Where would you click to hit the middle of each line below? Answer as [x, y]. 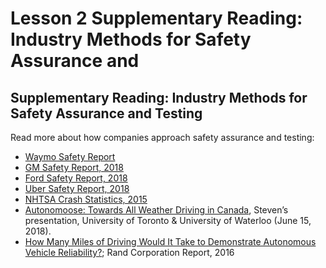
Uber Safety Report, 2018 [77, 188]
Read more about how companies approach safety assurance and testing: [162, 137]
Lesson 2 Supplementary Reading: [156, 18]
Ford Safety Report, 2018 [76, 178]
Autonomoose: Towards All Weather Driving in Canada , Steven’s [156, 210]
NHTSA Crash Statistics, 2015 [86, 199]
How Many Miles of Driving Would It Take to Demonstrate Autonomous [170, 241]
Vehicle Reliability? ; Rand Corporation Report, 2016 [129, 252]
